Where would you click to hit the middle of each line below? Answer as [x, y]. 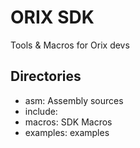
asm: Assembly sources [74, 100]
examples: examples [67, 132]
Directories [46, 76]
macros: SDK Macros [68, 122]
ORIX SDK [52, 17]
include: [41, 111]
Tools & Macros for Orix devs [70, 45]
